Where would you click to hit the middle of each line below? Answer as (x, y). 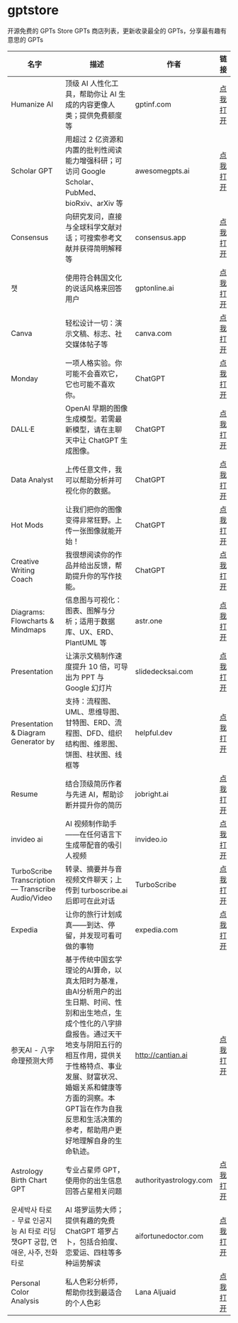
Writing (23, 570)
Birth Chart (29, 1180)
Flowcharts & (33, 621)
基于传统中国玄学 (93, 959)
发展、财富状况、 (93, 1077)
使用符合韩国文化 (93, 278)
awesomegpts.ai (162, 170)
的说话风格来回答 (93, 288)
